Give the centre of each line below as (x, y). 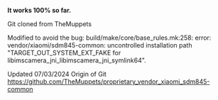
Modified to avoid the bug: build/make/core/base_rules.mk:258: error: (109, 38)
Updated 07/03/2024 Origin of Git (57, 74)
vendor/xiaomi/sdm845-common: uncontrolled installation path (100, 45)
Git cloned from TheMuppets (50, 24)
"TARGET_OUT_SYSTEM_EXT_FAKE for (64, 53)
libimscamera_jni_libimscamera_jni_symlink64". (77, 60)
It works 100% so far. (39, 10)
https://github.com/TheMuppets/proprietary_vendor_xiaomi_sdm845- (109, 82)
